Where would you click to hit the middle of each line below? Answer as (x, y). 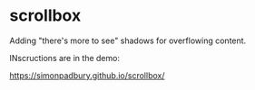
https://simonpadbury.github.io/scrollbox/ (87, 75)
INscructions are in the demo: (65, 58)
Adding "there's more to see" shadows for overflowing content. (128, 40)
